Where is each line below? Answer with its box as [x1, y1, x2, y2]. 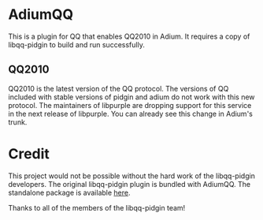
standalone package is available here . [8, 188, 131, 197]
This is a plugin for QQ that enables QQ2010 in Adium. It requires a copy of [8, 32, 250, 41]
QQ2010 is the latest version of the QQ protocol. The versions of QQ [8, 84, 229, 93]
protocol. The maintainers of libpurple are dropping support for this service [8, 100, 252, 110]
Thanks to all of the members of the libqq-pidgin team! [8, 203, 186, 212]
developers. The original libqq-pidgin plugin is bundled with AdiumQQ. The [8, 179, 251, 188]
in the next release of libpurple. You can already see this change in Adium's [8, 109, 254, 118]
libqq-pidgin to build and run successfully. [8, 39, 146, 49]
